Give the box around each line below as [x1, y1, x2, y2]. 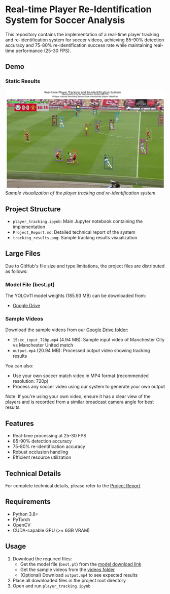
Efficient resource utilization [12, 454, 72, 460]
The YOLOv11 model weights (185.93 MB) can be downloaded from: [5, 292, 146, 299]
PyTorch [12, 516, 30, 523]
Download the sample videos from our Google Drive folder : [5, 327, 128, 333]
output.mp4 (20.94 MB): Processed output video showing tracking [12, 348, 150, 354]
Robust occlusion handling [12, 449, 69, 455]
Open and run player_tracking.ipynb [12, 583, 91, 589]
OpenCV [12, 522, 31, 528]
